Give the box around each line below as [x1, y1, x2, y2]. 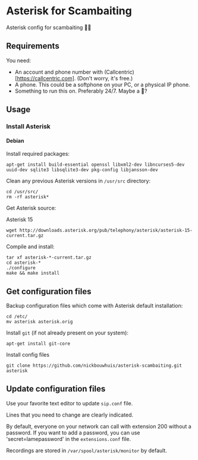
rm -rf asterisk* [6, 194, 49, 200]
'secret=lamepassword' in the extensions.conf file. [6, 435, 131, 442]
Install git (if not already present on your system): [6, 329, 129, 336]
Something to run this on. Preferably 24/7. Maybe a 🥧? [14, 87, 147, 94]
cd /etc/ [6, 314, 28, 320]
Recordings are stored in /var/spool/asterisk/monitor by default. [6, 447, 168, 454]
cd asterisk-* [6, 260, 42, 266]
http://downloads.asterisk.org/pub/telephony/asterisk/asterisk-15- [19, 228, 193, 234]
